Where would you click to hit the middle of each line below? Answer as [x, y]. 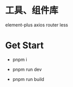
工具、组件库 [32, 10]
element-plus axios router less [37, 25]
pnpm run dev [27, 69]
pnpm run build [28, 79]
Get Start [24, 46]
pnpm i [20, 60]
